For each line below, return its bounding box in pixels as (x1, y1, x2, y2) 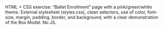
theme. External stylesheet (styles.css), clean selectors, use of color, (5, 9, 147, 15)
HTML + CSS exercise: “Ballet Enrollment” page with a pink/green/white (5, 4, 153, 10)
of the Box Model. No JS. (5, 19, 57, 25)
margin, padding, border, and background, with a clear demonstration (15, 14, 159, 20)
